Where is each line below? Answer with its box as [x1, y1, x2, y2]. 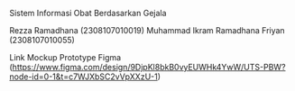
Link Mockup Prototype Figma [9, 52, 122, 62]
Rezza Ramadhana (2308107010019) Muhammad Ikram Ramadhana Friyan [9, 25, 286, 35]
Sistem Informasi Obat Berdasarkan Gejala [9, 8, 167, 18]
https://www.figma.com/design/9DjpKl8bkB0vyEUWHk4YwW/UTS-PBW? [12, 62, 286, 72]
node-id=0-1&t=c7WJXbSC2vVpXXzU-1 [9, 71, 158, 82]
